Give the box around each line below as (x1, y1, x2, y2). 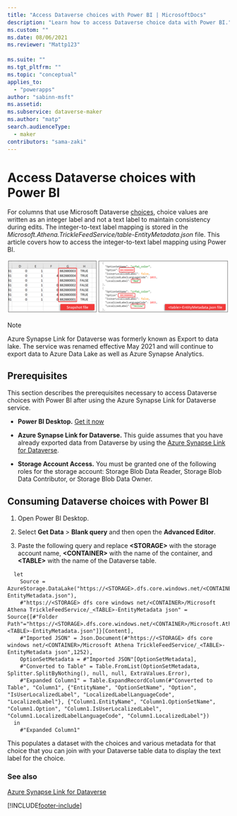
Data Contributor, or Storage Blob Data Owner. (17, 474, 153, 484)
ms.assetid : (7, 101, 42, 108)
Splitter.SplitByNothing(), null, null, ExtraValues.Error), (7, 670, 191, 677)
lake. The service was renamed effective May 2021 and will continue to (7, 342, 214, 350)
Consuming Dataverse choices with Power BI (7, 495, 209, 507)
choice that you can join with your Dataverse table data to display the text (7, 747, 221, 755)
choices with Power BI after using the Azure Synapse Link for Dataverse (7, 396, 217, 404)
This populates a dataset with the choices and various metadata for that (7, 739, 217, 747)
